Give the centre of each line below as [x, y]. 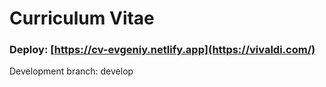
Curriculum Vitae [82, 18]
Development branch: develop [71, 71]
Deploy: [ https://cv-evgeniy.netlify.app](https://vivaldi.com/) [162, 50]
